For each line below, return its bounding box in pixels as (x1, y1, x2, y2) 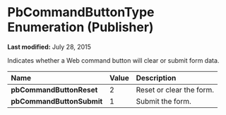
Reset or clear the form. (136, 85, 214, 95)
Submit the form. (136, 96, 192, 106)
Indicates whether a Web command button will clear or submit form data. (7, 56, 220, 64)
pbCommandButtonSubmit (11, 96, 103, 106)
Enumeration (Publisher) (7, 19, 154, 35)
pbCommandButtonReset (11, 85, 98, 95)
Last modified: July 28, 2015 (7, 42, 92, 51)
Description (136, 73, 177, 83)
